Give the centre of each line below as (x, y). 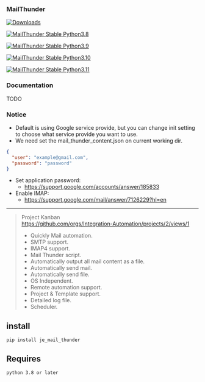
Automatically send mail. (61, 268)
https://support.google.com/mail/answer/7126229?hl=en (95, 200)
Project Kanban (41, 218)
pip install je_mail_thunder (43, 340)
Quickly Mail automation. (61, 236)
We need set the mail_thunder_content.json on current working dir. (99, 140)
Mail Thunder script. (56, 255)
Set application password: (48, 180)
